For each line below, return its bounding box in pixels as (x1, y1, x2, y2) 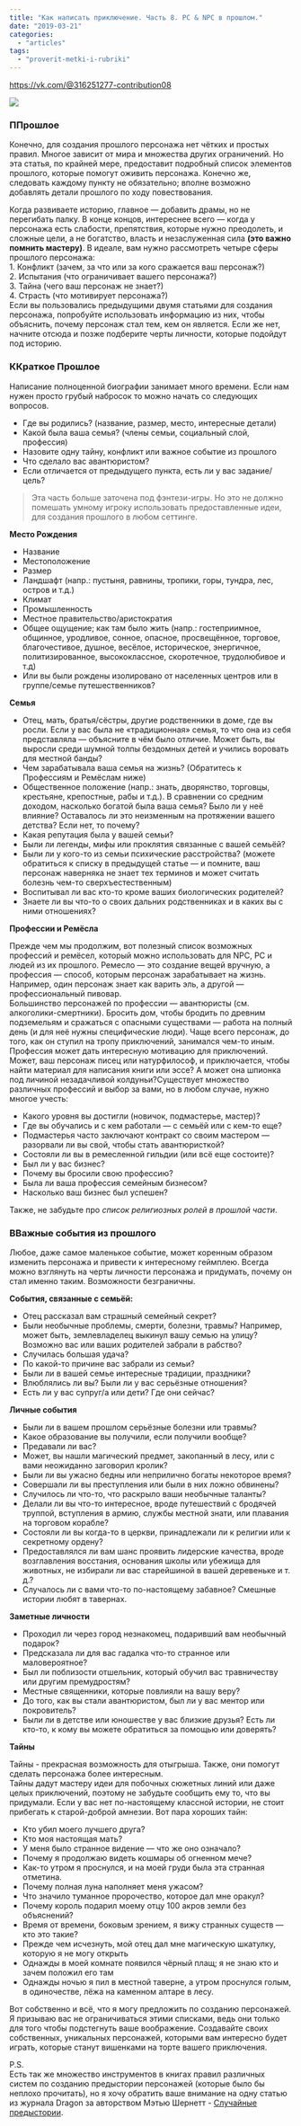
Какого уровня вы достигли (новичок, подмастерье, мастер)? (22, 1111, 261, 1121)
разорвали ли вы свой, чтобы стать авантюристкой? (22, 1138, 225, 1150)
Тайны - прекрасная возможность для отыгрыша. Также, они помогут (9, 1758, 280, 1769)
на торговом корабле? (22, 1517, 110, 1528)
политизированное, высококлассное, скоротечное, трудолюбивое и (22, 651, 286, 661)
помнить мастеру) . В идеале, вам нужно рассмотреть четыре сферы (9, 243, 279, 253)
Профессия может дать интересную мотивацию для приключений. (9, 1045, 269, 1056)
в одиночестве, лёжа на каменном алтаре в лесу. (22, 1986, 214, 1997)
